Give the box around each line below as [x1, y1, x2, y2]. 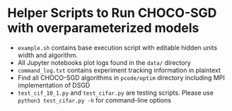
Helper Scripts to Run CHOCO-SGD [7, 5, 217, 21]
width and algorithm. [17, 51, 79, 59]
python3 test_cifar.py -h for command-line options [17, 95, 172, 104]
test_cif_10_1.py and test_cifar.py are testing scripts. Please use [17, 88, 214, 97]
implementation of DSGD [17, 81, 91, 89]
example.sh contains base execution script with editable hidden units [17, 43, 218, 52]
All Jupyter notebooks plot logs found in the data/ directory [17, 58, 191, 66]
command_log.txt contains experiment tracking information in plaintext [17, 66, 221, 74]
